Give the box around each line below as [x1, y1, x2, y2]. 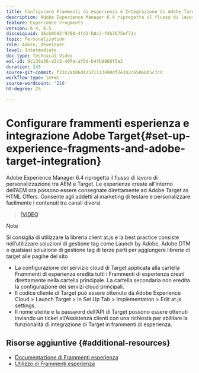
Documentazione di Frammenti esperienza [14, 353, 118, 361]
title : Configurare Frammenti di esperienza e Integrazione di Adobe [6, 8, 182, 15]
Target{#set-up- [107, 129, 191, 143]
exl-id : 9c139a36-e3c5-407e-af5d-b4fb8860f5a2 [6, 58, 123, 64]
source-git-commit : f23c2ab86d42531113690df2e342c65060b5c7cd [6, 69, 163, 75]
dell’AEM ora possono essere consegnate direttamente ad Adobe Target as [6, 186, 189, 193]
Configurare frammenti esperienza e [6, 117, 190, 130]
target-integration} [6, 155, 102, 168]
